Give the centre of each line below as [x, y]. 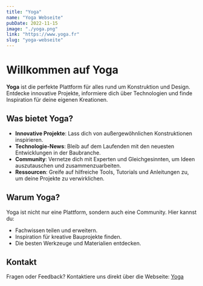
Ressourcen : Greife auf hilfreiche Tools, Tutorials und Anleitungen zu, [102, 172]
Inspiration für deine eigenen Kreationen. [57, 99]
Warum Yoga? [33, 198]
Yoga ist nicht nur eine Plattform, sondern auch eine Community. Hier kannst [101, 212]
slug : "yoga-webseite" [35, 40]
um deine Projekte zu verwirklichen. [60, 178]
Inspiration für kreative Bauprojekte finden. [68, 236]
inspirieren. [29, 139]
